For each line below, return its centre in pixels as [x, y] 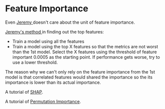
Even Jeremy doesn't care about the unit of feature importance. [70, 22]
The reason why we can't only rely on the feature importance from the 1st [80, 72]
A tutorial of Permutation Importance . [43, 101]
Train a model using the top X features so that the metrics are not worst [85, 46]
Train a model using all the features [48, 41]
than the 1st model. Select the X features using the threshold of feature [84, 52]
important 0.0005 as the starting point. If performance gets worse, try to [86, 57]
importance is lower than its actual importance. [53, 82]
